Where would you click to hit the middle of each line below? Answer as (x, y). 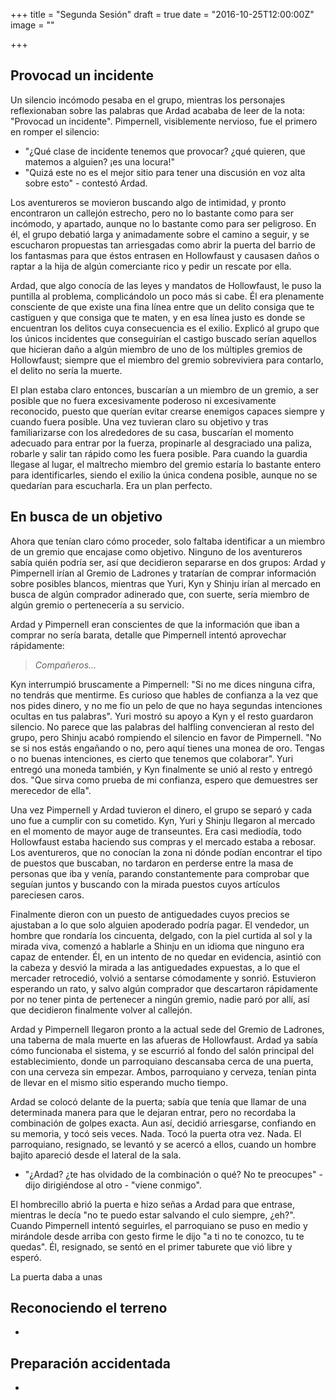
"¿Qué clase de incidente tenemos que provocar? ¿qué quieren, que (165, 151)
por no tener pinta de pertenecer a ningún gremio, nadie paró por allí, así (160, 999)
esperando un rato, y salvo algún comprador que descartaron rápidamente (164, 988)
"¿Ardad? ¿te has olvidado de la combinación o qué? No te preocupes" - (173, 1174)
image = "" (32, 25)
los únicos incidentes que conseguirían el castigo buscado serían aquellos (163, 338)
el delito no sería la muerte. (66, 370)
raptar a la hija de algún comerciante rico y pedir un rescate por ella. (151, 266)
